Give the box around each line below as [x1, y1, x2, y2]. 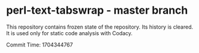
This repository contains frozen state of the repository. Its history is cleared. [6, 23, 193, 30]
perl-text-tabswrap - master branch [6, 4, 188, 17]
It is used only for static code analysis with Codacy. [6, 29, 133, 36]
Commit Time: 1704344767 [6, 41, 74, 48]
